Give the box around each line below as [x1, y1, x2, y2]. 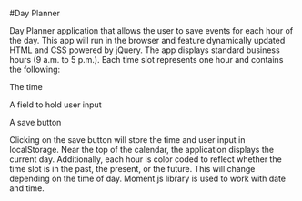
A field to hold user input [9, 99, 102, 110]
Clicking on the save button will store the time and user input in [9, 135, 246, 145]
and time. [9, 183, 45, 194]
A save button [9, 117, 62, 127]
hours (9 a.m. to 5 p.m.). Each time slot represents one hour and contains [9, 55, 284, 65]
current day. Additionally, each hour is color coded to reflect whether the [9, 154, 282, 165]
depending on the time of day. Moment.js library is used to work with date [9, 173, 287, 184]
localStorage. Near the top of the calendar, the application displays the [9, 145, 275, 155]
